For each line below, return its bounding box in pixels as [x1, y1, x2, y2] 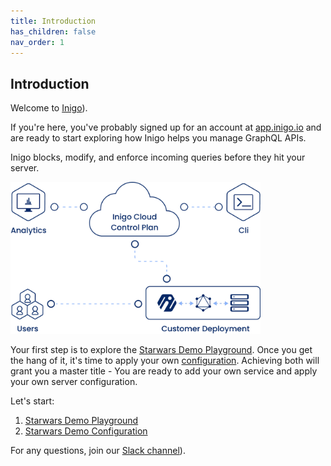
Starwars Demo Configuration [24, 425, 148, 437]
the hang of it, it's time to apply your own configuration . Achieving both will [10, 355, 320, 367]
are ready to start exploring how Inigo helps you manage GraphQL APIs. [10, 132, 307, 144]
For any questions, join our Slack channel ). [10, 445, 186, 457]
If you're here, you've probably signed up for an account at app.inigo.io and [10, 121, 322, 134]
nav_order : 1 [10, 37, 65, 47]
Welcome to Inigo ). [10, 102, 88, 114]
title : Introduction [10, 16, 97, 26]
